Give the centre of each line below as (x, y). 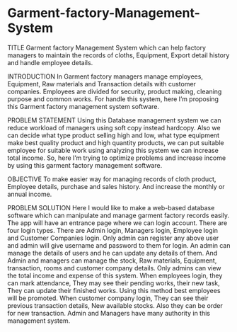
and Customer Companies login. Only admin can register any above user (113, 238)
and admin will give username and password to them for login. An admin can (119, 245)
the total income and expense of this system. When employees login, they (115, 275)
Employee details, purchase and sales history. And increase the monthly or (116, 186)
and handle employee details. (50, 62)
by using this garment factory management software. (85, 165)
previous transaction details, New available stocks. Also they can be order (115, 305)
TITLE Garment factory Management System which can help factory (107, 47)
